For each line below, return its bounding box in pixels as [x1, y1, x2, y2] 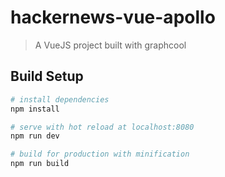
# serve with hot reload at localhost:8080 [10, 122, 195, 132]
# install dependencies [10, 94, 110, 105]
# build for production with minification [10, 149, 190, 160]
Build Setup [10, 68, 84, 85]
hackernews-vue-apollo [10, 6, 216, 29]
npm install [10, 104, 60, 114]
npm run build [10, 159, 70, 169]
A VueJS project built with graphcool [34, 39, 187, 51]
